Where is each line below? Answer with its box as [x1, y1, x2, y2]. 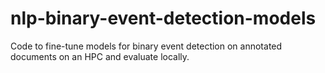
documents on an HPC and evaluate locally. [10, 50, 190, 62]
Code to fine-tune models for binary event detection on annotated [10, 40, 283, 52]
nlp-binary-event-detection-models [10, 7, 317, 30]
